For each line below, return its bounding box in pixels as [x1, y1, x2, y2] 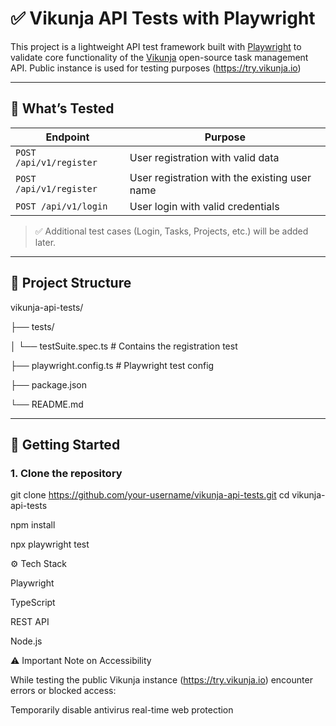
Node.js [10, 635, 43, 647]
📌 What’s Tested [10, 100, 115, 117]
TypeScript [10, 597, 56, 609]
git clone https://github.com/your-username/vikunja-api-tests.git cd [10, 489, 290, 501]
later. [34, 236, 57, 248]
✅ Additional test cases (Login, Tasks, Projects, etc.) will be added [34, 225, 309, 237]
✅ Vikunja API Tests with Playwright [10, 7, 316, 30]
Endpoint [45, 130, 90, 144]
